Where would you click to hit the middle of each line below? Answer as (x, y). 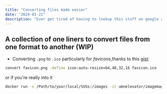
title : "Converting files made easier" (46, 10)
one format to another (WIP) (49, 47)
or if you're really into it (29, 78)
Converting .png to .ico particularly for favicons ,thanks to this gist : (81, 59)
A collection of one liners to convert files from (78, 39)
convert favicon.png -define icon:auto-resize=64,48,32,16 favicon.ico (81, 68)
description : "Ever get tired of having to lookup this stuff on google (82, 19)
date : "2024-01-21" (25, 14)
